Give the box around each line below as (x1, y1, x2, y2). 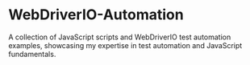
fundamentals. (8, 49, 56, 59)
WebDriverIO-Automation (8, 6, 184, 24)
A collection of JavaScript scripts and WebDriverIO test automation (8, 32, 231, 42)
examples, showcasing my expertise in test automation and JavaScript (8, 40, 243, 50)
